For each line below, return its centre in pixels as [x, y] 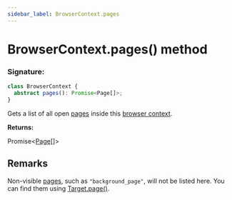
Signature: [26, 71]
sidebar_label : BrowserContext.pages [64, 14]
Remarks [28, 164]
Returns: [21, 127]
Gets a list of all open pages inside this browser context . [90, 113]
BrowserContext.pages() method [108, 49]
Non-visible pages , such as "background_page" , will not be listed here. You [116, 181]
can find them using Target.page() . [59, 188]
